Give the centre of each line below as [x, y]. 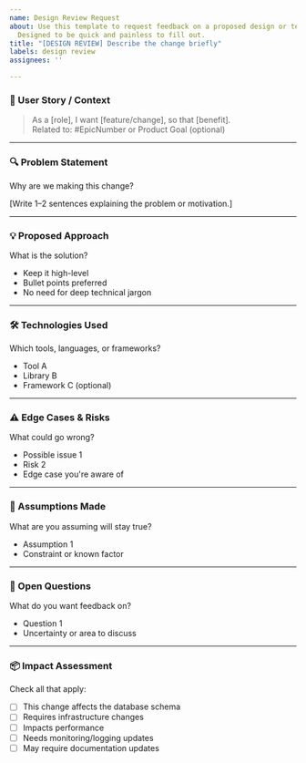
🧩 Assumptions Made [58, 507]
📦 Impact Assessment [61, 666]
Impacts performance [63, 727]
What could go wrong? [52, 438]
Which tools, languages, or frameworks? [85, 348]
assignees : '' [36, 60]
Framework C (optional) [67, 386]
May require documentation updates [91, 748]
